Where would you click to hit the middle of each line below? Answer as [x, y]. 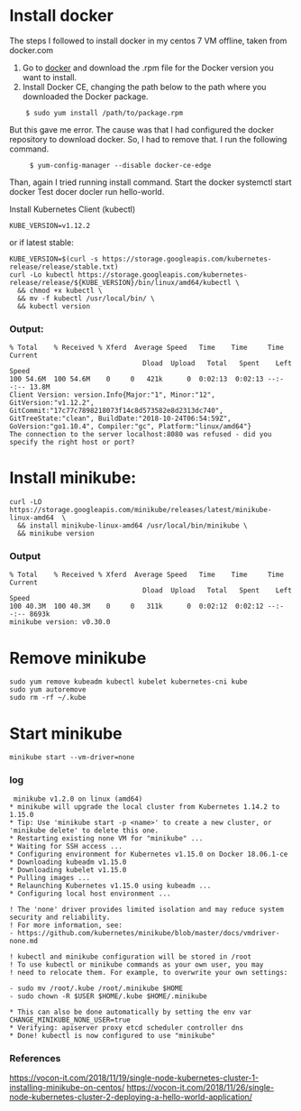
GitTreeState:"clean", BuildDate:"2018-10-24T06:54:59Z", [120, 419]
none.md [24, 941]
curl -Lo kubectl [42, 275]
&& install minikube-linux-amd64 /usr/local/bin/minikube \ [132, 526]
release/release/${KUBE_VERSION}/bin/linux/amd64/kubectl [120, 282]
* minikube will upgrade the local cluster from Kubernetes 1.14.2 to [145, 807]
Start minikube [66, 734]
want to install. [50, 77]
